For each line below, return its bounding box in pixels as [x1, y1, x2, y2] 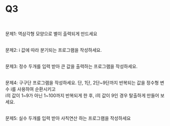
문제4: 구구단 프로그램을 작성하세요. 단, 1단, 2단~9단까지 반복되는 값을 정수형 [5, 79, 159, 86]
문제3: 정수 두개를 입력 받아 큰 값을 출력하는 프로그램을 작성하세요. [5, 63, 138, 69]
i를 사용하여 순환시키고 [10, 86, 56, 92]
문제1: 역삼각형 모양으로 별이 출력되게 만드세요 [5, 30, 98, 36]
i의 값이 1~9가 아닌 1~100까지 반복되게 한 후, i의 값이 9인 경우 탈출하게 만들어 [5, 92, 160, 98]
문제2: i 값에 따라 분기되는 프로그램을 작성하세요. [5, 47, 102, 53]
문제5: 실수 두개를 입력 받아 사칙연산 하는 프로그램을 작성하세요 [5, 115, 131, 121]
